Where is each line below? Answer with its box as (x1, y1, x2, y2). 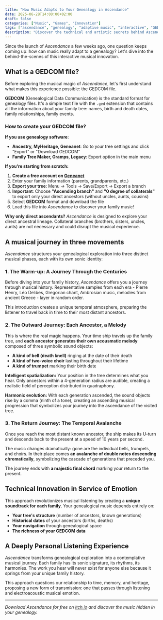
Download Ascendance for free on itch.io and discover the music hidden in (5, 604, 155, 610)
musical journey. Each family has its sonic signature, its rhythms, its (5, 560, 140, 566)
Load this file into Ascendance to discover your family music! (12, 204, 134, 210)
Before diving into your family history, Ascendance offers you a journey (5, 279, 147, 285)
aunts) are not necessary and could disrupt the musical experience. (5, 224, 140, 230)
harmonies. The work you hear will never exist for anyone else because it (5, 565, 151, 571)
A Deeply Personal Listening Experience (5, 542, 129, 550)
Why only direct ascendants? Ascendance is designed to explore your (5, 213, 147, 220)
